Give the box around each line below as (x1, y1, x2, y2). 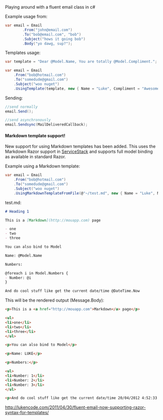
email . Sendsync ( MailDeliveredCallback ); (5, 122, 88, 127)
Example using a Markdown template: (5, 163, 80, 169)
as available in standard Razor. (5, 154, 66, 160)
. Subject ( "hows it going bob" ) (22, 37, 86, 41)
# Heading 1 (5, 209, 29, 214)
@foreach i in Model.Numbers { (5, 271, 68, 275)
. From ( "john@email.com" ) (22, 27, 73, 32)
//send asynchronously (5, 118, 51, 123)
